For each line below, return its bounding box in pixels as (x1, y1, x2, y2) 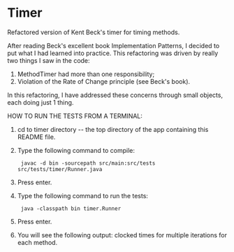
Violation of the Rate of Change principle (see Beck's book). (17, 77, 191, 85)
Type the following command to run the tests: (17, 191, 149, 200)
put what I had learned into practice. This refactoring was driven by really (7, 49, 219, 57)
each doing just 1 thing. (7, 98, 74, 106)
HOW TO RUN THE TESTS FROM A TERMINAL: (7, 112, 143, 120)
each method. (17, 238, 58, 246)
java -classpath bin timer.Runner (20, 205, 122, 212)
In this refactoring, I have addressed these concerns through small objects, (7, 91, 224, 99)
